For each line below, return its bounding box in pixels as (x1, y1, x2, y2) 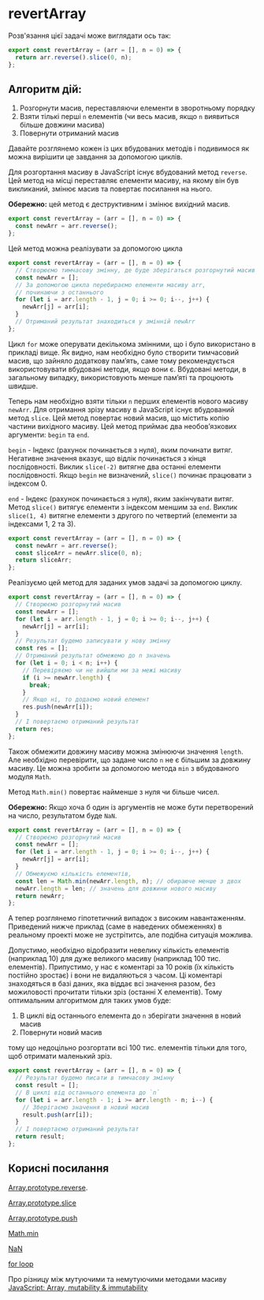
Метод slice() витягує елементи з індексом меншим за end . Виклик (8, 502, 238, 512)
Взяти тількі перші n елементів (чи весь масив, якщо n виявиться (19, 112, 240, 121)
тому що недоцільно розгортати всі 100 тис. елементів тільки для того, (8, 1043, 247, 1052)
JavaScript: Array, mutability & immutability (8, 1283, 148, 1292)
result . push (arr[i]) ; (22, 1111, 93, 1119)
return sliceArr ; (15, 557, 73, 564)
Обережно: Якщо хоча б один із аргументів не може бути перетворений (8, 802, 254, 812)
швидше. (8, 381, 38, 390)
